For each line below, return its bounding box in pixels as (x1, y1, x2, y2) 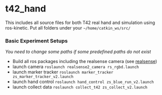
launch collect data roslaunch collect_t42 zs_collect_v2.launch (12, 84, 148, 90)
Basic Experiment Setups (5, 37, 68, 44)
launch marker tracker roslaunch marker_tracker (12, 69, 114, 75)
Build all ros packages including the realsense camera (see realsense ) (12, 58, 157, 64)
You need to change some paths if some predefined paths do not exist (5, 48, 151, 55)
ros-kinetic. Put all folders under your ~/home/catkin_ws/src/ (5, 24, 131, 30)
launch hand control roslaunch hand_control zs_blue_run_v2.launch (12, 78, 154, 85)
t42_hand (5, 3, 46, 14)
